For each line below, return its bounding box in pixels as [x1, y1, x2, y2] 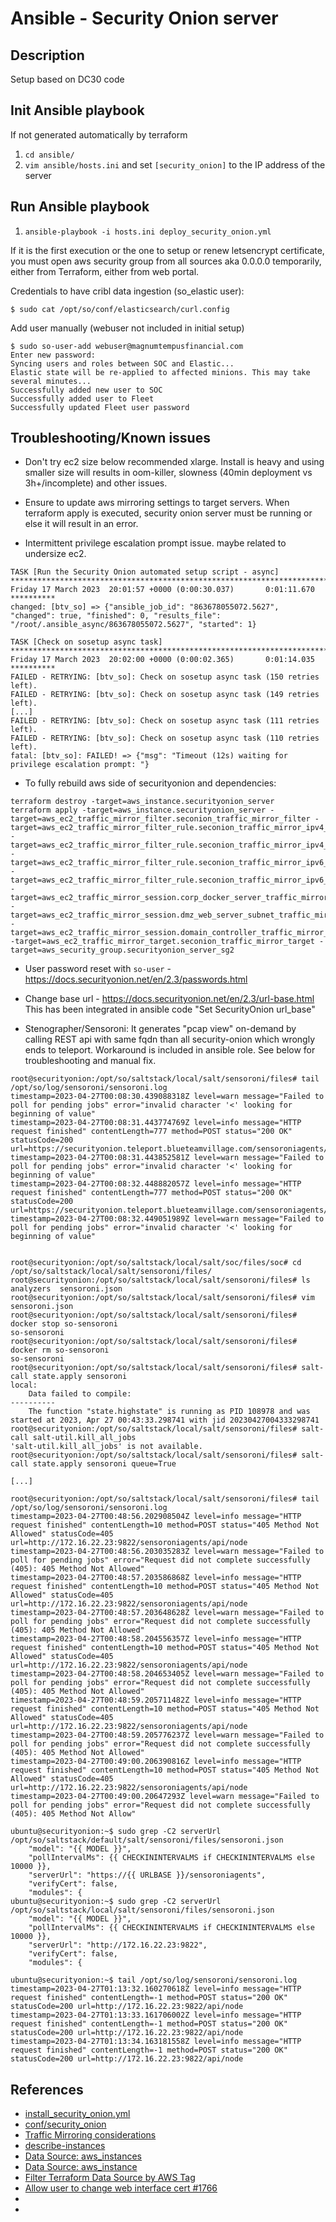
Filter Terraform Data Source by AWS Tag [24, 2172, 196, 2184]
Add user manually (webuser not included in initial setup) [10, 322, 245, 334]
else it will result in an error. [24, 518, 139, 530]
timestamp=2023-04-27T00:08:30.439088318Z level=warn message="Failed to [10, 1092, 325, 1102]
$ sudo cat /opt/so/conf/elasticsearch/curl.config [10, 304, 230, 314]
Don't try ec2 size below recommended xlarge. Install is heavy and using [24, 456, 325, 468]
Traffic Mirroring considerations [24, 2129, 157, 2141]
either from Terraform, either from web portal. [10, 265, 200, 277]
